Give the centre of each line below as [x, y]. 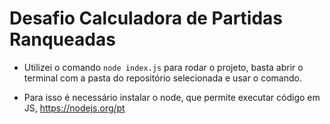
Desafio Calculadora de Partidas [146, 18]
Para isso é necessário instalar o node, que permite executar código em [172, 97]
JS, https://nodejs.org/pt [74, 108]
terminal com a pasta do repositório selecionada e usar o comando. [162, 78]
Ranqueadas [62, 39]
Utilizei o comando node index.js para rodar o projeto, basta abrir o [163, 67]
